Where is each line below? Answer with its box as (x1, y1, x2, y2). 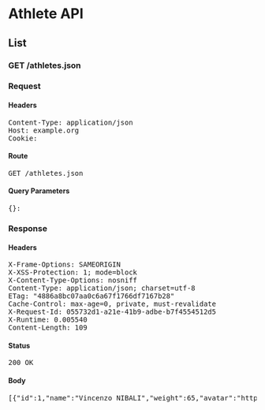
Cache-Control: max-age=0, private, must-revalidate (8, 300, 217, 308)
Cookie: (8, 133, 38, 143)
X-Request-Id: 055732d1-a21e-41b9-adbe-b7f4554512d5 (8, 307, 217, 316)
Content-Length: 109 (8, 323, 88, 332)
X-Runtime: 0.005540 (8, 315, 88, 324)
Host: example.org (8, 125, 80, 135)
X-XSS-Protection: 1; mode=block (8, 268, 138, 277)
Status (8, 341, 31, 350)
